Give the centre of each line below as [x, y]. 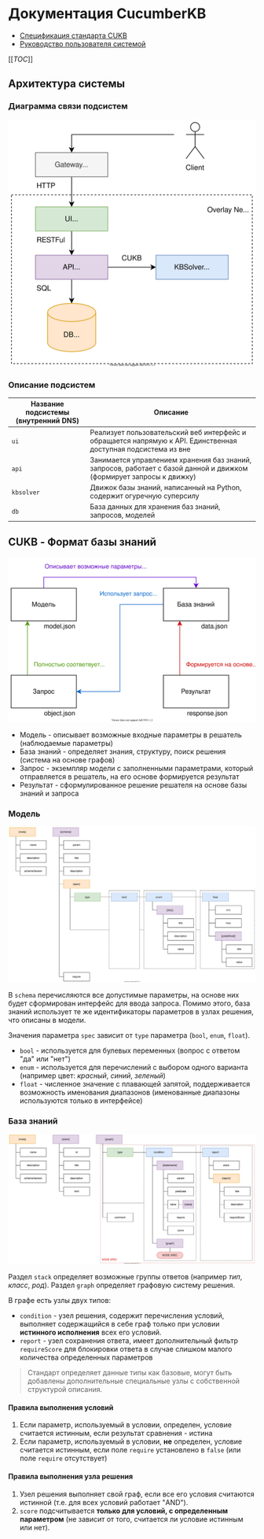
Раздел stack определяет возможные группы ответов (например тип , [125, 1277]
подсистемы [48, 412]
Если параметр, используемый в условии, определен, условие [125, 1425]
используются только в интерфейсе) [81, 1100]
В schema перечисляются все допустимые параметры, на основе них [124, 995]
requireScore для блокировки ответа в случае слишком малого [126, 1349]
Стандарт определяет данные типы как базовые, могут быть [130, 1373]
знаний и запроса [49, 793]
